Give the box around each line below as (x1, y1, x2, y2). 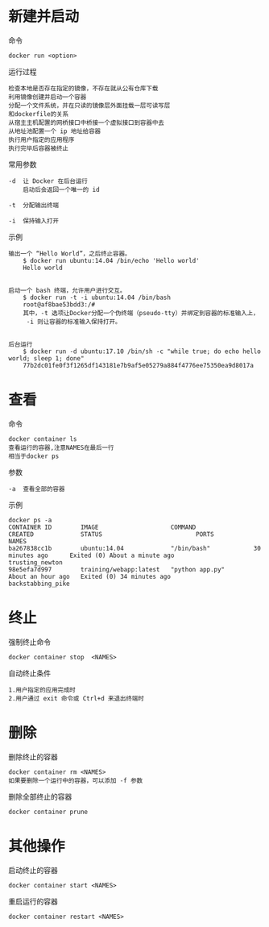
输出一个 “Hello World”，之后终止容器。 (8, 249, 131, 258)
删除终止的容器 (8, 751, 58, 762)
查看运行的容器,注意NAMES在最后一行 (8, 443, 114, 451)
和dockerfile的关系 (8, 110, 69, 118)
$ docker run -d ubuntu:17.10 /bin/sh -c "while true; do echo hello (23, 347, 262, 355)
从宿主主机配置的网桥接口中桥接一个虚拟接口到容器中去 (8, 118, 165, 127)
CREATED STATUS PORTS (8, 530, 215, 538)
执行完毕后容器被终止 (8, 144, 68, 152)
